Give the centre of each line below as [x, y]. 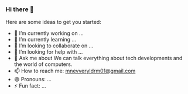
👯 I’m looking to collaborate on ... [54, 46]
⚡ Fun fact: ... [30, 86]
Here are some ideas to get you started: [54, 22]
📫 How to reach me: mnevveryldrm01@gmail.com [75, 71]
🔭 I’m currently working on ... [49, 33]
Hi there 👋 [20, 9]
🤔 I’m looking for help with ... [48, 52]
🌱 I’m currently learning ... [45, 40]
